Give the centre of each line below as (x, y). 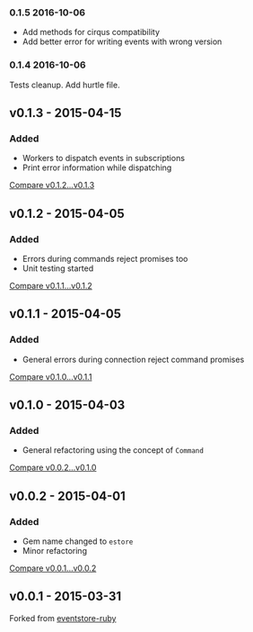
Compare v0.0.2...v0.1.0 (53, 468)
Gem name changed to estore (78, 541)
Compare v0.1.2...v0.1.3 (52, 185)
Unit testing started (58, 268)
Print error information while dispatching (97, 167)
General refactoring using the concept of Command (113, 450)
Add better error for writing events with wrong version (122, 41)
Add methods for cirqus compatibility (91, 32)
